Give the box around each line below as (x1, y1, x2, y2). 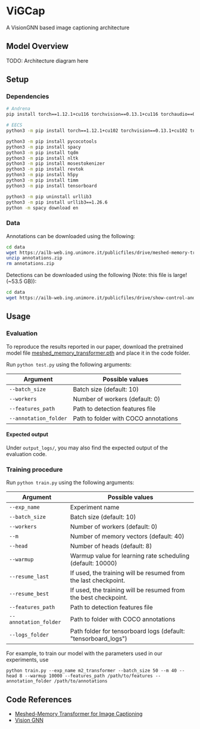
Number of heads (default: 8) (70, 542, 152, 550)
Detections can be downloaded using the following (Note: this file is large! (6, 272, 187, 279)
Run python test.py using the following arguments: (6, 361, 132, 368)
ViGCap (6, 4, 46, 18)
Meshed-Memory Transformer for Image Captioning (14, 710, 143, 717)
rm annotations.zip (6, 261, 55, 267)
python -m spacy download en (6, 205, 79, 211)
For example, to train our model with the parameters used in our (6, 650, 162, 657)
